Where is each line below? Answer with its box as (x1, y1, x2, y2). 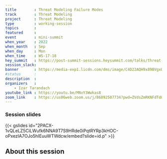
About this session (5, 147, 65, 156)
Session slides (5, 111, 41, 118)
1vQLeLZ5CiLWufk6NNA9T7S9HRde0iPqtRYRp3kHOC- (5, 127, 118, 134)
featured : (5, 30, 37, 35)
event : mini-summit (5, 35, 64, 40)
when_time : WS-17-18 (5, 53, 57, 58)
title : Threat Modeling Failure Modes (5, 7, 103, 12)
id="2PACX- (28, 122, 54, 128)
